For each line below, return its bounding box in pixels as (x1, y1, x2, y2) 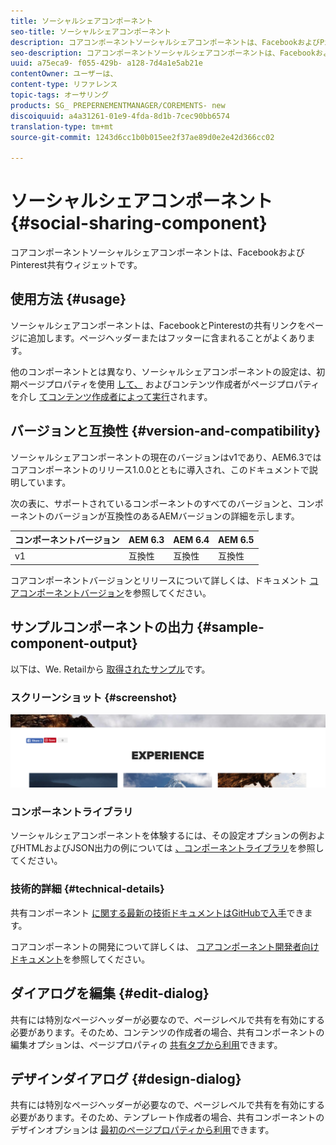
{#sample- (196, 619, 265, 636)
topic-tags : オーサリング (10, 90, 110, 100)
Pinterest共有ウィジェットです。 (10, 259, 143, 271)
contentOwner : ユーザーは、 (10, 69, 118, 79)
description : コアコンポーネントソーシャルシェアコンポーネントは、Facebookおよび (10, 37, 320, 47)
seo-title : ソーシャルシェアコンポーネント (10, 26, 172, 37)
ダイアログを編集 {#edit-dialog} (10, 985, 210, 1002)
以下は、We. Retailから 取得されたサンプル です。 (10, 663, 211, 675)
